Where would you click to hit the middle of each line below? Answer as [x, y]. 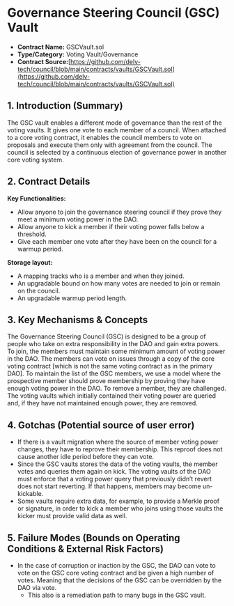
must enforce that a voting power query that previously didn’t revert [115, 479]
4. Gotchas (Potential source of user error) [101, 425]
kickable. [30, 494]
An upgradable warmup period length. [72, 298]
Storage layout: [30, 262]
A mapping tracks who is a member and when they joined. [101, 276]
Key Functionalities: [37, 198]
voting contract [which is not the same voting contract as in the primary [110, 366]
